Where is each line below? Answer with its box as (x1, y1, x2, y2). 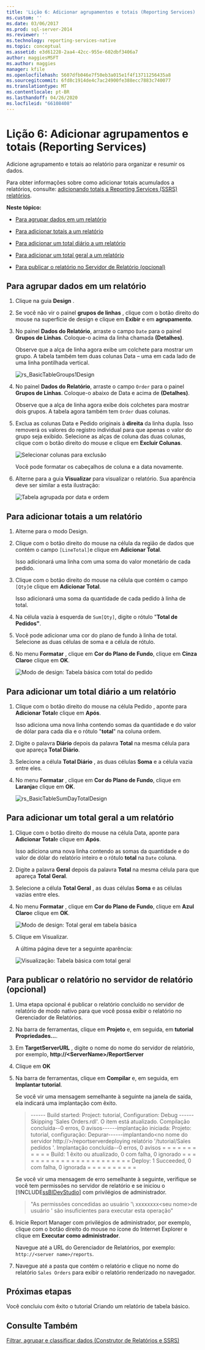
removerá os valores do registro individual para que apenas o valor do (15, 426, 192, 434)
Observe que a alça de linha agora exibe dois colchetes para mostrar (15, 401, 190, 409)
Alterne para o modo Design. (15, 528, 88, 535)
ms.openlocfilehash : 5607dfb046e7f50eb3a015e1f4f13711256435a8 (6, 72, 171, 78)
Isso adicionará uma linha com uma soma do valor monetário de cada (15, 558, 191, 565)
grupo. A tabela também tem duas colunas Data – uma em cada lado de (15, 353, 196, 360)
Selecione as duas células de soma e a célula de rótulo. (15, 638, 155, 646)
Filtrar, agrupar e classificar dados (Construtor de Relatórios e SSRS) (6, 1337, 180, 1344)
